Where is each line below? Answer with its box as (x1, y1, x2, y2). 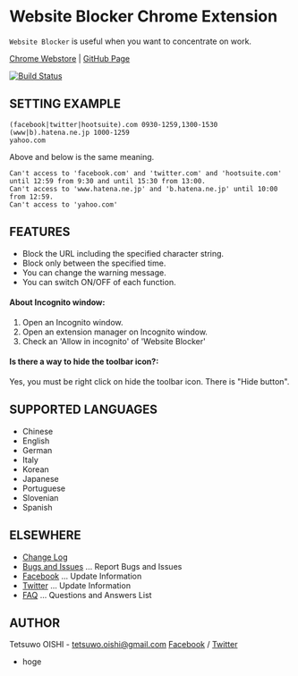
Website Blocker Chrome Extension (9, 6, 278, 27)
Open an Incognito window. (21, 317, 123, 327)
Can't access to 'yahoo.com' (9, 199, 118, 209)
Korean (21, 463, 49, 475)
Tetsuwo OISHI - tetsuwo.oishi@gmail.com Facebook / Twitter (9, 639, 238, 650)
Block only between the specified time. (21, 258, 166, 268)
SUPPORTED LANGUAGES (9, 402, 158, 418)
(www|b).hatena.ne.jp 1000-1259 (9, 128, 130, 137)
